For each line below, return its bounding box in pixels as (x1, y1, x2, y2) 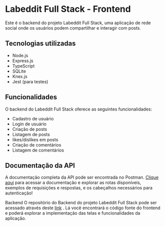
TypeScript (12, 63, 35, 69)
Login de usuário (12, 121, 47, 127)
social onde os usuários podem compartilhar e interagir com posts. (5, 25, 141, 31)
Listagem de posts (12, 131, 50, 137)
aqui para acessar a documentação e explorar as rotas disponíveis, (5, 180, 141, 186)
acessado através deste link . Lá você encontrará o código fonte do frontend (5, 205, 161, 211)
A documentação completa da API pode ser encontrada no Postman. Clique (5, 174, 159, 181)
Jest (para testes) (12, 78, 48, 84)
